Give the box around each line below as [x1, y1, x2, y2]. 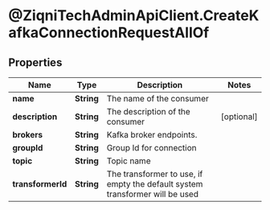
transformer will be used [106, 188, 199, 200]
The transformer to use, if [106, 168, 203, 179]
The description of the [106, 106, 190, 117]
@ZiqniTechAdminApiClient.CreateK [8, 6, 260, 25]
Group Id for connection [106, 142, 197, 153]
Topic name [106, 155, 151, 167]
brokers [12, 130, 43, 140]
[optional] [220, 111, 258, 122]
